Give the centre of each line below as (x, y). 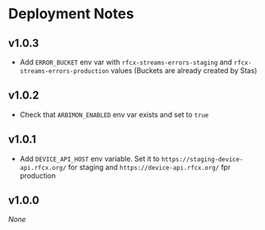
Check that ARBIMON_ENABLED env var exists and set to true (114, 114)
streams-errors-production (64, 71)
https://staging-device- (202, 159)
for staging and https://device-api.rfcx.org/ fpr (149, 167)
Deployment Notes (71, 14)
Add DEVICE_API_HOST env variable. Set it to (90, 159)
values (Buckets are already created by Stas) (184, 71)
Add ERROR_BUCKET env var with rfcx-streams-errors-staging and (126, 62)
